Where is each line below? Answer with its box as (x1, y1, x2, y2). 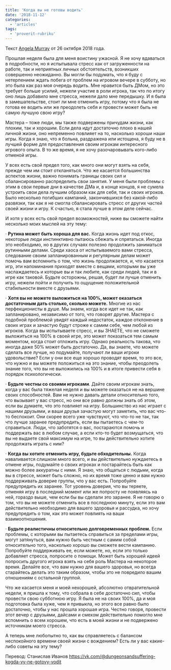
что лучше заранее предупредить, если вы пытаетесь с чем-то (5, 419, 144, 425)
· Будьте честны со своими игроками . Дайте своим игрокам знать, (5, 381, 155, 387)
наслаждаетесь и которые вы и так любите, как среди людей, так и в (5, 269, 157, 275)
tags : (5, 27, 17, 32)
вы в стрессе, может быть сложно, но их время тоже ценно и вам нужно (5, 473, 165, 478)
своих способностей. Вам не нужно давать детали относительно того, (5, 392, 160, 398)
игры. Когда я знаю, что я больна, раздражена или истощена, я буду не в (5, 136, 166, 142)
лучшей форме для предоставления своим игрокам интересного (5, 141, 148, 147)
